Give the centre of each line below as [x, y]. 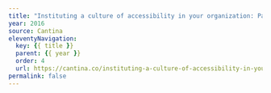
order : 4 [30, 61]
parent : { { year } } [48, 53]
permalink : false [38, 76]
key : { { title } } [45, 46]
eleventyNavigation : [43, 38]
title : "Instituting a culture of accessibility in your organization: [131, 16]
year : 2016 [27, 23]
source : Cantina [35, 31]
